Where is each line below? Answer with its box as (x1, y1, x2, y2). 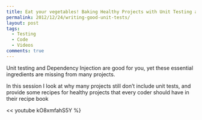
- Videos (11, 43, 34, 49)
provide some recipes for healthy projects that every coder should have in (6, 88, 189, 96)
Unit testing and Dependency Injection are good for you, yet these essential (6, 64, 194, 71)
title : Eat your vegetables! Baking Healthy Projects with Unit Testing (6, 8, 192, 15)
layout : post (6, 20, 39, 26)
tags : (6, 25, 20, 32)
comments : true (6, 48, 44, 54)
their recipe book (6, 95, 49, 102)
